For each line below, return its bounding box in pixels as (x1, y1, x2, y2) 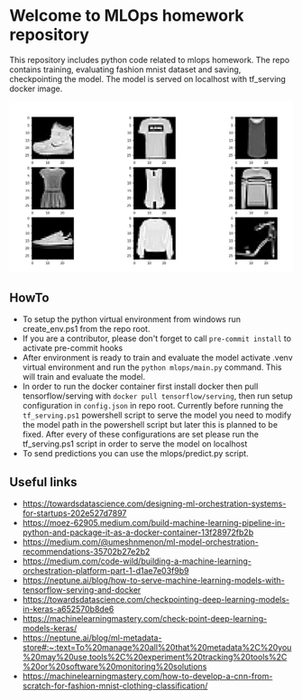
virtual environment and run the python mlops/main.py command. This (22, 362, 282, 373)
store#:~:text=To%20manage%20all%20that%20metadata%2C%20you (22, 642, 292, 653)
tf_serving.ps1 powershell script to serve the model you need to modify (22, 410, 292, 420)
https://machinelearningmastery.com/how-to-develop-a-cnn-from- (22, 671, 273, 682)
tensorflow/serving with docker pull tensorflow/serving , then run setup (22, 391, 293, 401)
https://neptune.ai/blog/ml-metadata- (22, 632, 162, 643)
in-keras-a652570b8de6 (22, 603, 114, 614)
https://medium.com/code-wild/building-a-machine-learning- (22, 556, 252, 566)
